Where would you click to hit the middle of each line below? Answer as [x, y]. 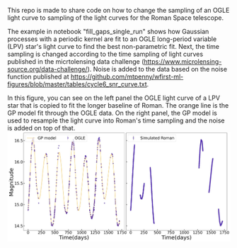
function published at [38, 77]
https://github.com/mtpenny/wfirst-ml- [127, 77]
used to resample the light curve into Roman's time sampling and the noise [116, 120]
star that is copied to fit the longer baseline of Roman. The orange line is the [118, 105]
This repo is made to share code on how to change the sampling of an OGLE [118, 10]
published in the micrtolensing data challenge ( [76, 62]
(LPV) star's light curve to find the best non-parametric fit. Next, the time [113, 46]
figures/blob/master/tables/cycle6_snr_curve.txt [77, 84]
